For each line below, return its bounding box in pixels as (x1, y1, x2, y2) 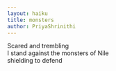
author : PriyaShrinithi (7, 23, 76, 30)
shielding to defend (7, 57, 63, 65)
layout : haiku (7, 10, 49, 17)
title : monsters (7, 17, 54, 23)
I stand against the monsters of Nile (7, 49, 109, 57)
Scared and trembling (7, 42, 69, 50)
